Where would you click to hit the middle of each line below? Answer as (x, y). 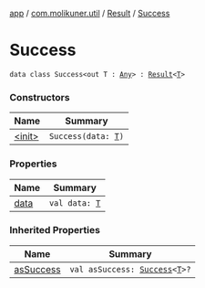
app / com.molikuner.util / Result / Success (90, 13)
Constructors (40, 97)
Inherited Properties (55, 230)
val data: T (75, 203)
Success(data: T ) (87, 137)
